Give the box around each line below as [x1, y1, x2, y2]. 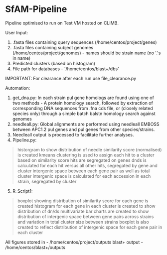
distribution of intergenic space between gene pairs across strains [17, 213, 154, 220]
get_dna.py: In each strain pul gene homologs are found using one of [12, 95, 155, 101]
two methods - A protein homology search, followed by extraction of [12, 100, 153, 106]
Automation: [5, 85, 30, 91]
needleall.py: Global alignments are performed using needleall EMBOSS [12, 121, 160, 127]
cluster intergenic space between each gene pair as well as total [17, 168, 150, 174]
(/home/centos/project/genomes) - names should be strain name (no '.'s [12, 50, 161, 56]
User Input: [5, 29, 28, 35]
